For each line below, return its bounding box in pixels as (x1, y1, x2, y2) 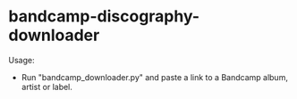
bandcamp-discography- (8, 6, 200, 27)
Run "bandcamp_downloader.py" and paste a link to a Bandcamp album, (21, 71, 288, 82)
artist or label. (21, 81, 73, 92)
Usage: (8, 54, 35, 65)
